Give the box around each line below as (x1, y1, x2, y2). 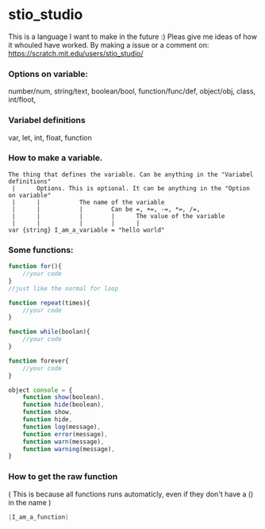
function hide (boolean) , (22, 401, 105, 409)
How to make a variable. (8, 152, 103, 163)
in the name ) (8, 497, 52, 507)
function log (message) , (22, 423, 102, 431)
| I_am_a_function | (8, 513, 69, 521)
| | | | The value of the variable (11, 212, 225, 220)
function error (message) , (22, 430, 109, 438)
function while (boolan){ (8, 328, 90, 336)
